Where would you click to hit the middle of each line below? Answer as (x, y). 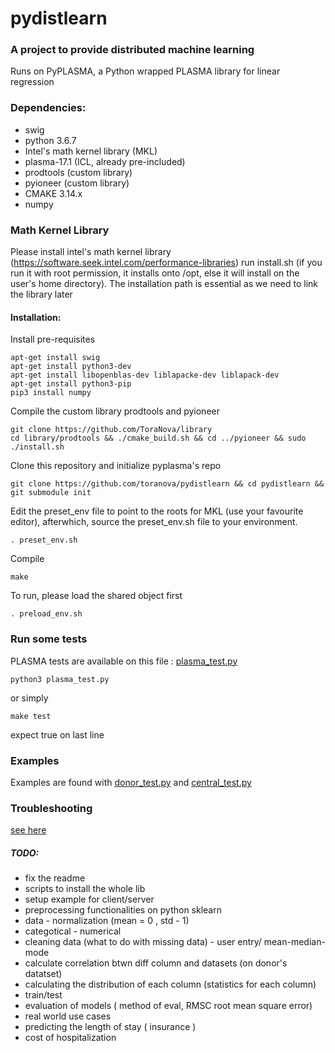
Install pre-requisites (53, 339)
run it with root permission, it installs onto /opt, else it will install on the (155, 273)
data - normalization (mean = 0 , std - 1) (107, 921)
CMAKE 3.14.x (53, 193)
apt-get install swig (55, 358)
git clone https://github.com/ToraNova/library (111, 430)
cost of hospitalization (70, 1038)
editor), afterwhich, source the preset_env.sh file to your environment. (154, 522)
